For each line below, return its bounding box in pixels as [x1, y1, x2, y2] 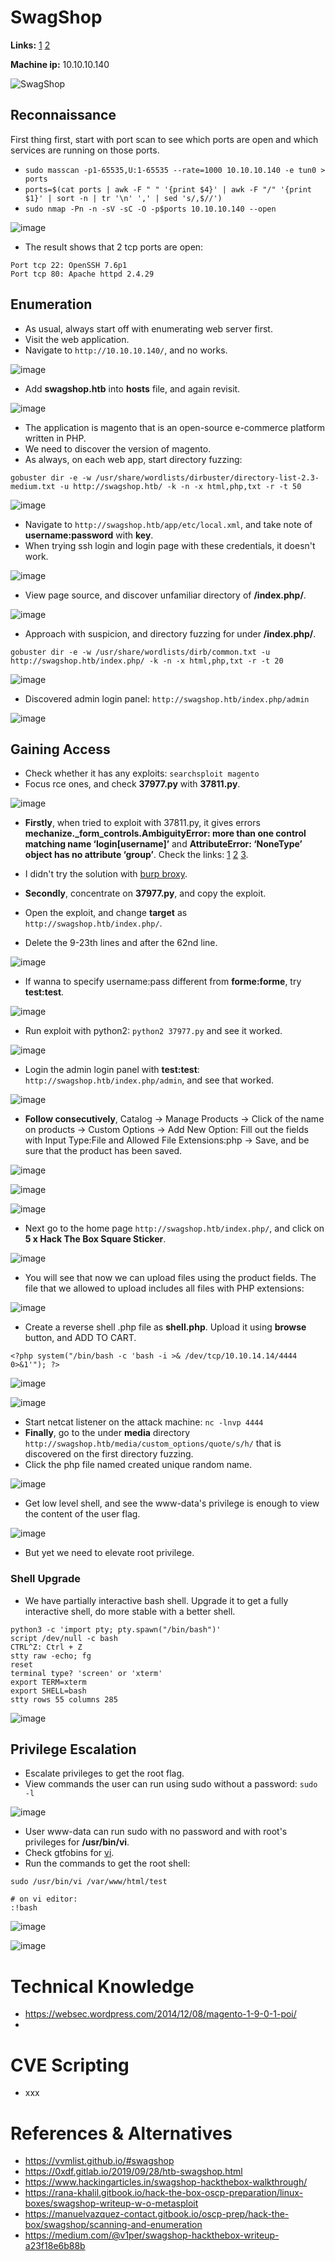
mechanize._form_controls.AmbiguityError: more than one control [24, 827, 307, 840]
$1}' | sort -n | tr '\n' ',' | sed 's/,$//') [24, 193, 223, 203]
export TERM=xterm [10, 1677, 87, 1687]
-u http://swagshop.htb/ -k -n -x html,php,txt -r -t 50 [59, 481, 302, 491]
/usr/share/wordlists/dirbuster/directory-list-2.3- [95, 472, 320, 483]
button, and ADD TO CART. [24, 1332, 137, 1344]
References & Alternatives [10, 2122, 233, 2145]
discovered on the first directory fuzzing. [24, 1448, 194, 1460]
